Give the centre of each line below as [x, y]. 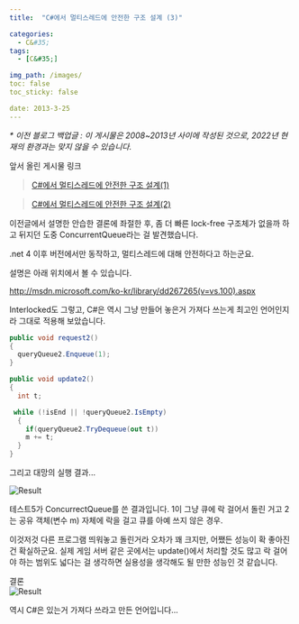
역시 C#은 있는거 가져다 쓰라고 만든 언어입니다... [94, 610]
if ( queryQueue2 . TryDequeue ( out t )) [92, 429]
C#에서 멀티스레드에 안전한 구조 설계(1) [100, 185]
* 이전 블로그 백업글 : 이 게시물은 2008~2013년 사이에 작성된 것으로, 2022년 [144, 135]
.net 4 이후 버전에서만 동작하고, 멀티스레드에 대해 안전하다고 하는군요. [132, 253]
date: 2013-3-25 [40, 108]
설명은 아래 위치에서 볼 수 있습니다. [71, 272]
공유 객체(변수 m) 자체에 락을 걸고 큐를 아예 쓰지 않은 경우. [121, 520]
